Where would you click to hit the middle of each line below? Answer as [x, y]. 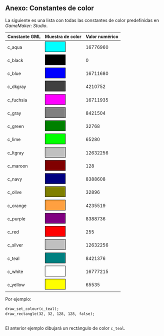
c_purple [16, 218]
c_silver [15, 245]
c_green [15, 126]
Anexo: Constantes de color [49, 8]
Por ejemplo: [18, 299]
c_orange [17, 205]
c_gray [14, 113]
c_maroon [18, 166]
